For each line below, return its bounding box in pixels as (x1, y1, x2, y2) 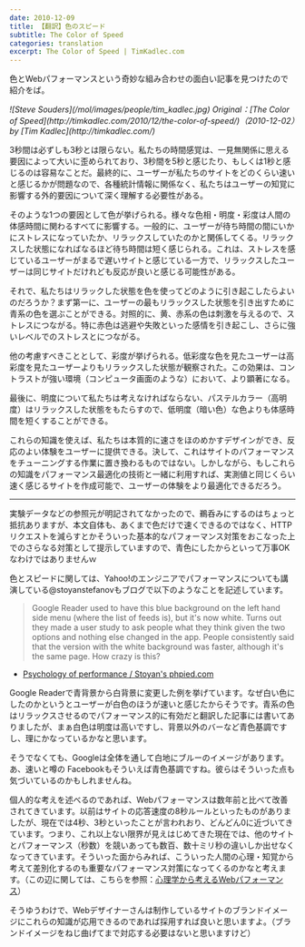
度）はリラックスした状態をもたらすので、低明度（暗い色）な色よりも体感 (9, 404, 288, 415)
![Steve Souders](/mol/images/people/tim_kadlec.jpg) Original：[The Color (9, 104, 290, 115)
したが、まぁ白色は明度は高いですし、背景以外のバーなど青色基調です (25, 721, 288, 733)
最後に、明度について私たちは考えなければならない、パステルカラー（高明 (9, 392, 288, 403)
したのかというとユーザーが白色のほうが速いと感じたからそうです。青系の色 (9, 698, 295, 710)
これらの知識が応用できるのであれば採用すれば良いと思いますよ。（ (25, 916, 276, 927)
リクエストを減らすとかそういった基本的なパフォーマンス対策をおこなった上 (9, 531, 296, 542)
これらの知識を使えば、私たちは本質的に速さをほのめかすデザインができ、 (9, 434, 288, 446)
